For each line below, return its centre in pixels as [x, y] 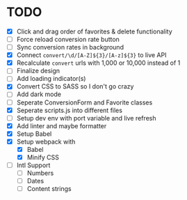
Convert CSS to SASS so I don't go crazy [75, 86]
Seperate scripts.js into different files [70, 110]
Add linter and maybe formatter [62, 125]
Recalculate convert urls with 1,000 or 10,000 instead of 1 [98, 63]
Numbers [40, 173]
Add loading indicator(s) [51, 79]
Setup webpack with [46, 141]
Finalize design [38, 71]
